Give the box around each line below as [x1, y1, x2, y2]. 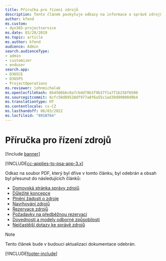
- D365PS [5, 76, 23, 81]
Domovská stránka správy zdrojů [12, 185, 80, 191]
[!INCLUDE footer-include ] [5, 251, 58, 257]
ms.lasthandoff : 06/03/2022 [5, 108, 63, 114]
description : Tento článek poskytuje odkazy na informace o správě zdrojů [5, 12, 163, 17]
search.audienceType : [5, 49, 50, 53]
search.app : [5, 67, 30, 72]
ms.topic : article [5, 35, 43, 40]
